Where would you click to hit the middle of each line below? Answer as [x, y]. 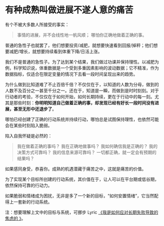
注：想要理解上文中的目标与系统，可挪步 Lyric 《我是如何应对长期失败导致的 [82, 212]
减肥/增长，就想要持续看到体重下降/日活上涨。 [56, 51]
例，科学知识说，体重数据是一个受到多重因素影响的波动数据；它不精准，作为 [82, 68]
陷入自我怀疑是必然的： [29, 136]
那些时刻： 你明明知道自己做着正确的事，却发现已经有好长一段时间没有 [84, 103]
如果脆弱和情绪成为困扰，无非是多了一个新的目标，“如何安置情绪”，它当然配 [82, 196]
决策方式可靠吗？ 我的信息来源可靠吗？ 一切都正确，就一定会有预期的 [87, 152]
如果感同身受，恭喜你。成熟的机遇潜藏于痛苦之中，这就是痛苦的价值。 [76, 169]
